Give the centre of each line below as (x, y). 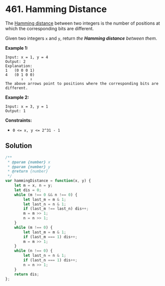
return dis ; (27, 274)
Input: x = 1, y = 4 (27, 57)
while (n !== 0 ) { (33, 251)
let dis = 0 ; (28, 190)
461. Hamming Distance (56, 9)
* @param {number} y (29, 167)
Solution (19, 146)
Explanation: (19, 66)
